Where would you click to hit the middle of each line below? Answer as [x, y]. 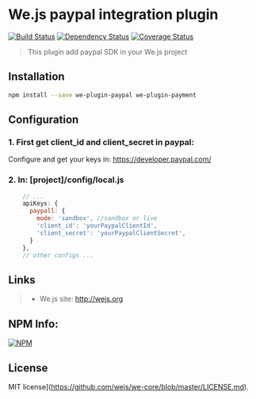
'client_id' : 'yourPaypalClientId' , [97, 226]
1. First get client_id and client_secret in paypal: [101, 142]
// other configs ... [58, 255]
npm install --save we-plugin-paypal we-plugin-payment [102, 95]
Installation [36, 77]
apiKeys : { [40, 203]
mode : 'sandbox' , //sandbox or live [97, 218]
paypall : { [47, 211]
